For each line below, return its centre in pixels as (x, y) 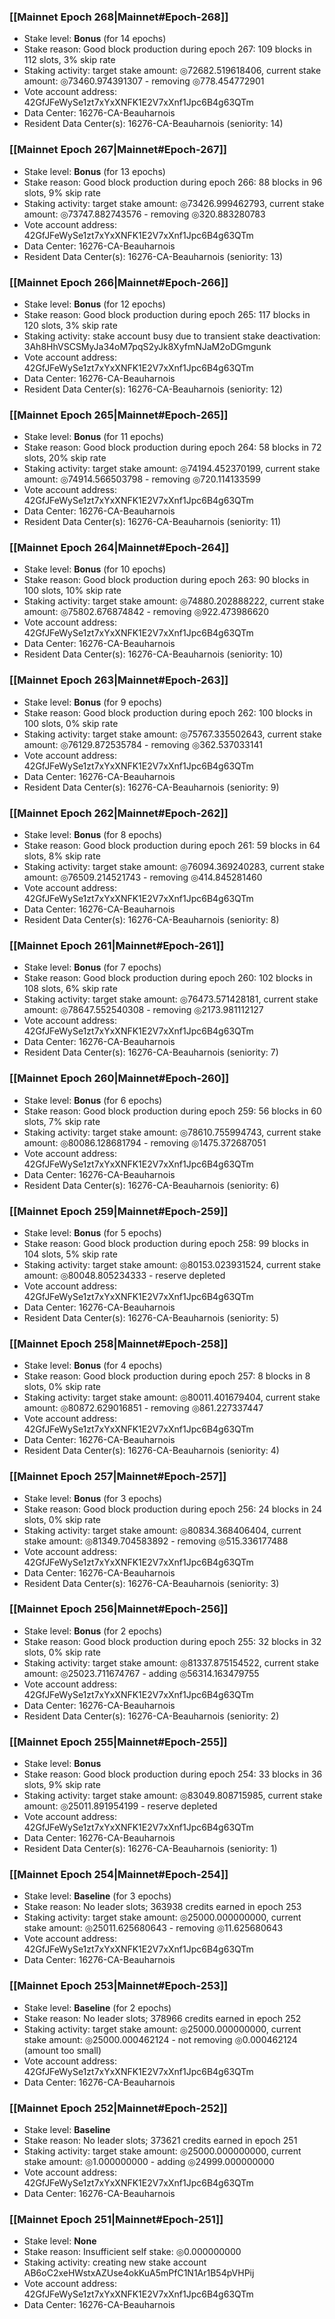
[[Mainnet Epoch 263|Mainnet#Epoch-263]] (119, 680)
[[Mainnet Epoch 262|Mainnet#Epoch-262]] (119, 813)
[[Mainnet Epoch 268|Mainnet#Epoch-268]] (119, 17)
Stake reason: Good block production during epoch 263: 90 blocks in (166, 580)
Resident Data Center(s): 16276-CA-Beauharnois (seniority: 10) (153, 654)
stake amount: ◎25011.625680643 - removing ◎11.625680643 (153, 1928)
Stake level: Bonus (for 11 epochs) (93, 437)
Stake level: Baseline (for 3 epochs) (97, 1896)
